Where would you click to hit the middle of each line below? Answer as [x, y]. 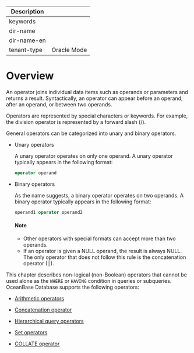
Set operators [31, 332]
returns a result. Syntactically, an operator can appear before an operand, [94, 98]
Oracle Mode [69, 50]
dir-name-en [28, 40]
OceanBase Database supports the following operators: [73, 287]
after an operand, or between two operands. [59, 104]
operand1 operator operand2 [48, 212]
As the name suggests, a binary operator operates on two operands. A [99, 195]
